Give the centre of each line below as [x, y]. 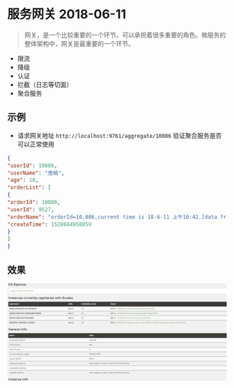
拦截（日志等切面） [45, 84]
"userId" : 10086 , [32, 165]
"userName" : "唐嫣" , [36, 173]
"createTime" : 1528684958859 [49, 224]
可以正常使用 [36, 144]
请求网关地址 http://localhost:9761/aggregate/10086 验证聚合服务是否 [119, 135]
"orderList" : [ [29, 188]
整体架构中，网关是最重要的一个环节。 [79, 43]
